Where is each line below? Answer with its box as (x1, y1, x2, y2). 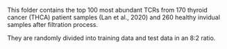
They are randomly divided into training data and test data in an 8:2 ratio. (7, 34, 216, 42)
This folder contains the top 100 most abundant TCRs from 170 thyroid (7, 6, 208, 14)
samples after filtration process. (7, 21, 99, 28)
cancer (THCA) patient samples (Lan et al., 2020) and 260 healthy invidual (7, 13, 221, 21)
